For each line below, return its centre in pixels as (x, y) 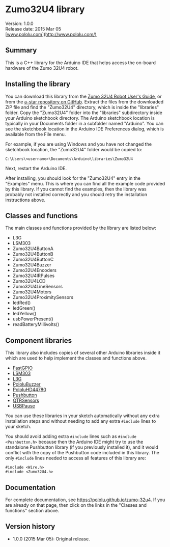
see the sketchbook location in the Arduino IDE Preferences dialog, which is (85, 129)
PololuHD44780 (30, 390)
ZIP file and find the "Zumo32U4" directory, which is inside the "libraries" (82, 107)
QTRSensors (26, 400)
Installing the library (38, 84)
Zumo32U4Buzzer (32, 265)
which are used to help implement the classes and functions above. (76, 358)
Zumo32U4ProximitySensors (43, 297)
